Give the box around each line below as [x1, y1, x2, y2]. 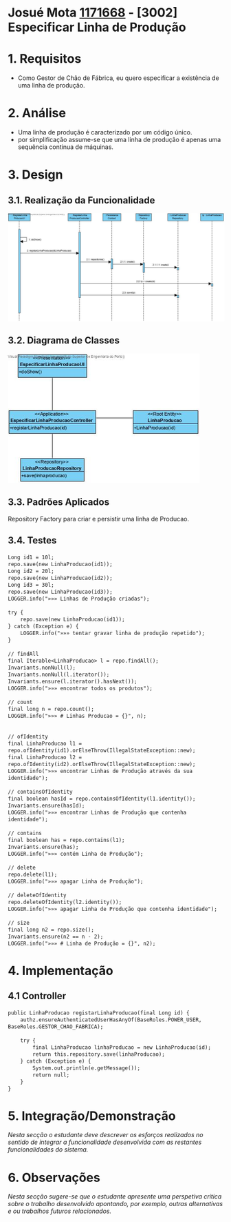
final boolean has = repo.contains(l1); [8, 837, 126, 843]
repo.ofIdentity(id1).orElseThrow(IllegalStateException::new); [8, 747, 196, 754]
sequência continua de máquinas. [17, 143, 114, 151]
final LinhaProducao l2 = [8, 754, 82, 761]
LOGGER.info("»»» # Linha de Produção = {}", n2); [8, 940, 156, 947]
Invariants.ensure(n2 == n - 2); [8, 933, 104, 940]
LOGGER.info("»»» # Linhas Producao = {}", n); [8, 712, 147, 719]
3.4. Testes [8, 534, 57, 546]
